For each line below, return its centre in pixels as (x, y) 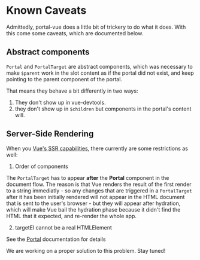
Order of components (42, 166)
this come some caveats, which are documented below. (75, 33)
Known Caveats (46, 10)
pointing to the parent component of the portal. (64, 79)
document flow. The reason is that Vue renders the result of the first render (99, 184)
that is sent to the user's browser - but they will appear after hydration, (93, 203)
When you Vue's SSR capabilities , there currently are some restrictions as (97, 148)
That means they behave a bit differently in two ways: (72, 91)
